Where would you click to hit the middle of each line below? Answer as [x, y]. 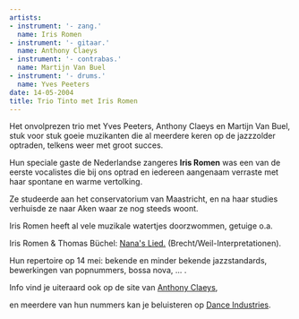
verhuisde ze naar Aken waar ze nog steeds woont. [104, 209]
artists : [26, 17]
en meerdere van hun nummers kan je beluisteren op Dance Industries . [140, 305]
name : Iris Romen [50, 34]
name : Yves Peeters [54, 84]
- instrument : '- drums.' [57, 76]
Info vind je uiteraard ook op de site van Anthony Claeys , [114, 288]
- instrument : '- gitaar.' [60, 43]
